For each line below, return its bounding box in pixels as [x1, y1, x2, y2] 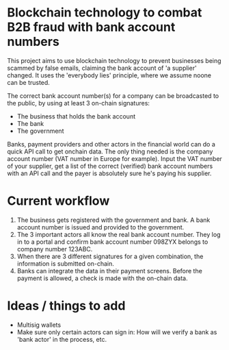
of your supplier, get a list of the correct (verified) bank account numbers [7, 162, 213, 170]
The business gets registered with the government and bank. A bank [16, 216, 211, 224]
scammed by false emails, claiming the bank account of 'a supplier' [7, 64, 197, 72]
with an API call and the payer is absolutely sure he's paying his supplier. [7, 169, 212, 177]
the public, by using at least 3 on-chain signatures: [7, 99, 150, 107]
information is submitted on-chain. [16, 259, 115, 268]
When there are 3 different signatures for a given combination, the [16, 252, 204, 260]
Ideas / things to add [7, 298, 126, 314]
